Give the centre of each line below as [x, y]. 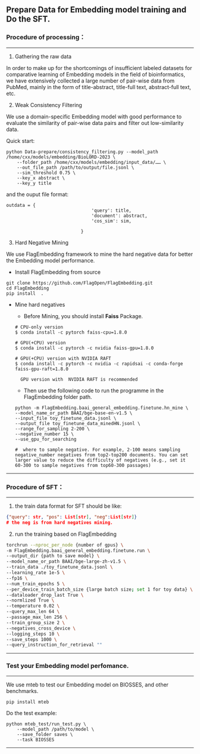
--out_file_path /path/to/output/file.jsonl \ [76, 167]
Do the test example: [32, 713]
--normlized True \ [30, 600]
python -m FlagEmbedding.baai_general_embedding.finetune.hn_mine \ [101, 408]
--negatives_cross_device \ [41, 628]
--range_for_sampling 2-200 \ [52, 429]
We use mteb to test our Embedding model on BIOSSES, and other [87, 685]
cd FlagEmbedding [28, 288]
